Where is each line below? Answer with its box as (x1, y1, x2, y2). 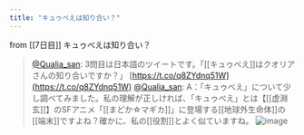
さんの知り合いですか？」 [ (31, 70, 133, 81)
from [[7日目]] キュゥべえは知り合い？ (9, 39, 152, 50)
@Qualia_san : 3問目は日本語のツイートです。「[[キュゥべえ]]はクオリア (31, 58, 296, 69)
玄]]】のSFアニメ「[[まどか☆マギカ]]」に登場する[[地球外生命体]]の (31, 103, 286, 114)
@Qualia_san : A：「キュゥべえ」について (133, 81, 284, 92)
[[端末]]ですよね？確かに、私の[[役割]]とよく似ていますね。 (31, 115, 254, 126)
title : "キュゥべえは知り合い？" (9, 13, 121, 23)
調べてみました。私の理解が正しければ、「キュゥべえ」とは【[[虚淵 (39, 92, 289, 103)
